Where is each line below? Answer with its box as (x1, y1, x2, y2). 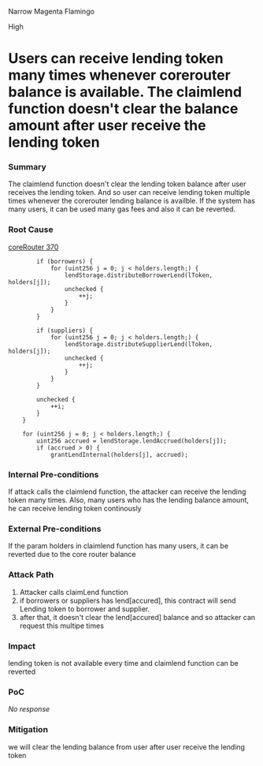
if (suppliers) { (36, 327, 93, 334)
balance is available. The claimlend (8, 83, 243, 101)
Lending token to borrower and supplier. (19, 603, 150, 614)
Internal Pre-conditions (8, 469, 99, 480)
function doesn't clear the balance (8, 100, 239, 118)
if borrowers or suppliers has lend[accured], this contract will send (19, 596, 236, 605)
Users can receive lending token (8, 50, 224, 68)
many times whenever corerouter (8, 66, 231, 84)
